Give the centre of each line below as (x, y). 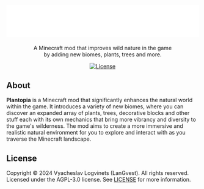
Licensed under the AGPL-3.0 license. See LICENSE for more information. (99, 180)
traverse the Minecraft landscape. (49, 139)
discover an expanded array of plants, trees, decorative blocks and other (98, 113)
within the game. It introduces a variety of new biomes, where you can (95, 106)
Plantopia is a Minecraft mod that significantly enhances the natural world (100, 100)
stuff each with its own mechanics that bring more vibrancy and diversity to (101, 120)
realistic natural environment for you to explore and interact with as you (96, 133)
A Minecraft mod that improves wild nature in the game (103, 48)
